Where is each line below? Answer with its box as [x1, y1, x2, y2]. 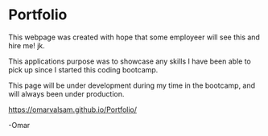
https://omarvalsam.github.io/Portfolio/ [8, 105, 138, 114]
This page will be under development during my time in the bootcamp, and [8, 80, 256, 90]
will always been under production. [8, 89, 125, 98]
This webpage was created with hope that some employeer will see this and [8, 32, 260, 42]
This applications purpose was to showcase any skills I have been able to [8, 56, 251, 66]
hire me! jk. [8, 40, 46, 50]
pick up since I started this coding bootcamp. [8, 64, 159, 74]
